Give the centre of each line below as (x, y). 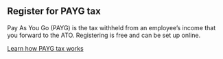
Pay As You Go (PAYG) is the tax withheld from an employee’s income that (111, 27)
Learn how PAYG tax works (45, 48)
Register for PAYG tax (54, 11)
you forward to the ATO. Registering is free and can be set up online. (104, 35)
